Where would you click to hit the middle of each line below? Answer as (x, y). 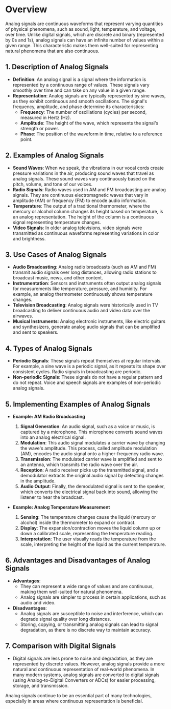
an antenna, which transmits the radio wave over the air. (79, 464)
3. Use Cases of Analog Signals (56, 255)
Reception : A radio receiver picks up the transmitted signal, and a (90, 470)
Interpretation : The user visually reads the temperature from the (88, 539)
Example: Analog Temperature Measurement (61, 507)
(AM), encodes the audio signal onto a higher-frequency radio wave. (92, 454)
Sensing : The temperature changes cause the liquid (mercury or (88, 517)
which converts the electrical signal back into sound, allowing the (89, 492)
